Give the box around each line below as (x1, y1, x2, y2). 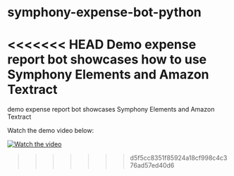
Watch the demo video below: (7, 127, 94, 135)
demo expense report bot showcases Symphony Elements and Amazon (7, 105, 215, 114)
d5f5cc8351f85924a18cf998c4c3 (130, 153, 228, 163)
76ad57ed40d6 (130, 161, 175, 170)
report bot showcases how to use (7, 52, 207, 68)
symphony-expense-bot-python (7, 4, 202, 20)
